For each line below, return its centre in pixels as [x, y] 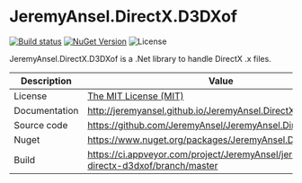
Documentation [46, 110]
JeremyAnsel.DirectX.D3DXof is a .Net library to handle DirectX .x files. [140, 58]
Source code [41, 125]
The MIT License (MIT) [136, 96]
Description [46, 81]
